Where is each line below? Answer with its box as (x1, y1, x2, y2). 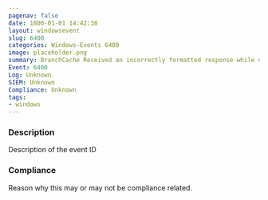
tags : (8, 93, 26, 101)
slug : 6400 (8, 33, 45, 42)
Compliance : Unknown (8, 85, 77, 94)
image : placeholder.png (8, 49, 88, 57)
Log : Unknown (8, 71, 52, 79)
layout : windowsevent (8, 26, 81, 34)
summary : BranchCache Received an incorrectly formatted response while (8, 57, 255, 65)
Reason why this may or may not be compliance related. (8, 182, 193, 192)
